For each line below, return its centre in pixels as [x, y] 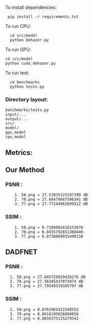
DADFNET [21, 252]
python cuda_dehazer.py [31, 63]
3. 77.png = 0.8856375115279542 [44, 318]
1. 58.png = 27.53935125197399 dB [51, 195]
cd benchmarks [25, 82]
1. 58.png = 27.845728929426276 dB [48, 277]
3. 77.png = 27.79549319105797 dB [46, 286]
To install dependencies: [31, 7]
